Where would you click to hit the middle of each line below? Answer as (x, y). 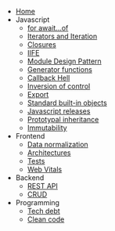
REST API (43, 186)
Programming (38, 202)
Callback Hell (49, 78)
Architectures (49, 153)
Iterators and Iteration (62, 36)
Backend (30, 178)
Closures (41, 45)
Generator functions (59, 69)
